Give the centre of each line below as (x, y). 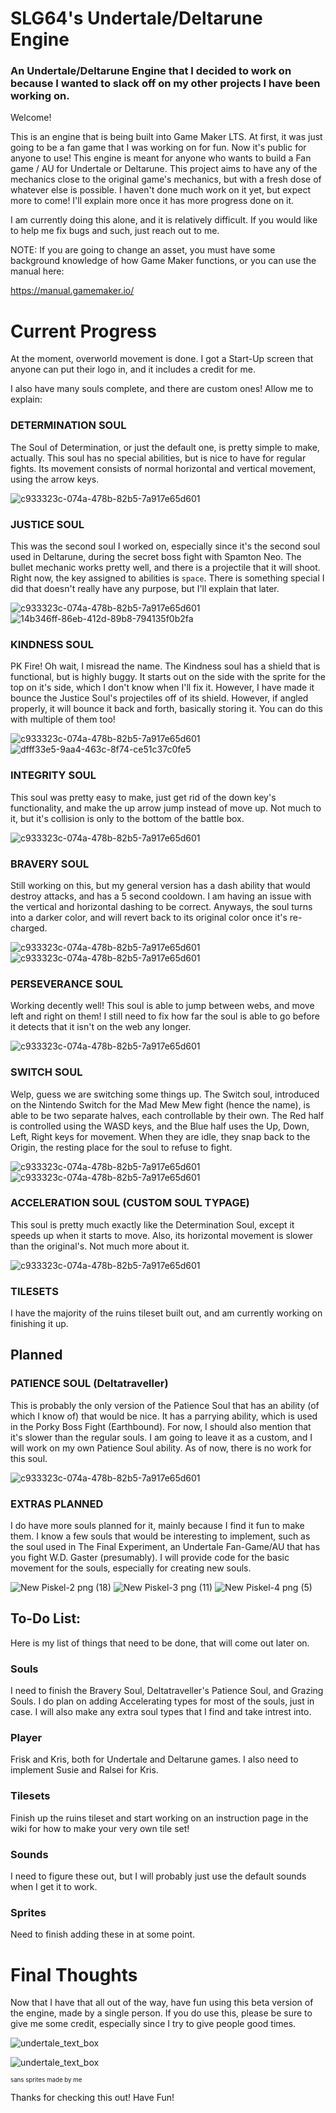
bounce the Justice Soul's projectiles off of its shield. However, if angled (159, 698)
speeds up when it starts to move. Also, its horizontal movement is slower (162, 1235)
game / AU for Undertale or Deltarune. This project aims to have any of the (164, 169)
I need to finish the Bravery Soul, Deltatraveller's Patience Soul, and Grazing (167, 1691)
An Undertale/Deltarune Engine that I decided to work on (151, 71)
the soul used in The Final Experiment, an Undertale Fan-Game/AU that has (165, 1547)
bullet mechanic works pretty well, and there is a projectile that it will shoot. (165, 568)
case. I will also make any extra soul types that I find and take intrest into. (161, 1712)
